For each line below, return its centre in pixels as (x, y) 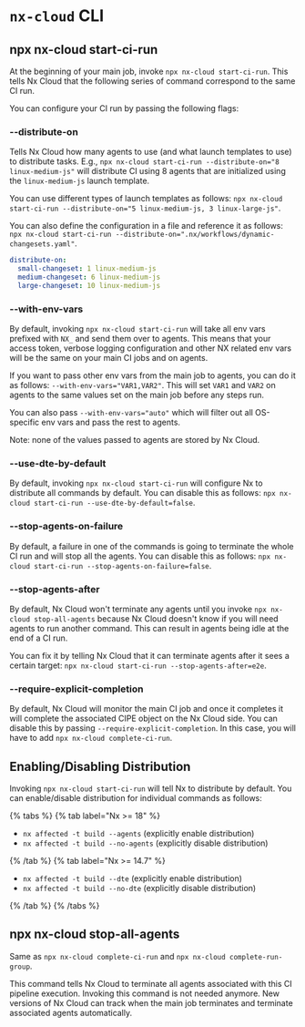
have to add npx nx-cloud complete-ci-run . (91, 738)
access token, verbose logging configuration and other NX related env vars (151, 348)
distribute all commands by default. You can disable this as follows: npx (142, 493)
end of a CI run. (39, 638)
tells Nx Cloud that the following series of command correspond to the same (152, 81)
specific (25, 422)
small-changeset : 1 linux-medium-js (87, 269)
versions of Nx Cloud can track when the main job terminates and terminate (151, 1002)
